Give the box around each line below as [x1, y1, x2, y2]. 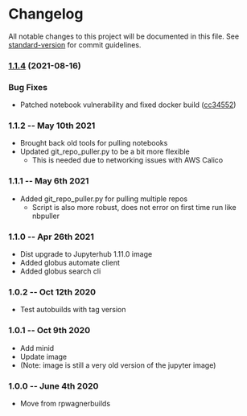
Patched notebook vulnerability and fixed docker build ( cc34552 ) [19, 100, 237, 109]
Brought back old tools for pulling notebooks [19, 138, 168, 148]
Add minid [19, 343, 55, 352]
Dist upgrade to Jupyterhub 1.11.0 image [19, 249, 153, 259]
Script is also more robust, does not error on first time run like [31, 202, 237, 212]
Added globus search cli [19, 266, 101, 276]
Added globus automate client [19, 258, 121, 268]
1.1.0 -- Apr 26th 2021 [8, 231, 94, 242]
